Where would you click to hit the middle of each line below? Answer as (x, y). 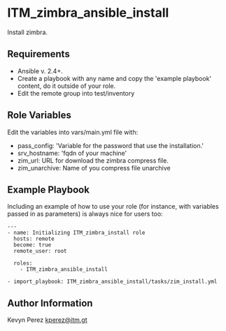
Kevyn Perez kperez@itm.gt (47, 320)
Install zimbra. (27, 32)
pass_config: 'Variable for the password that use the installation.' (111, 145)
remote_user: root (41, 251)
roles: (23, 263)
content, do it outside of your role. (66, 86)
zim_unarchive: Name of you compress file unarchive (94, 168)
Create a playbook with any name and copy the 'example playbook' (114, 78)
